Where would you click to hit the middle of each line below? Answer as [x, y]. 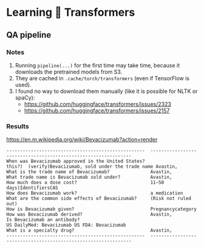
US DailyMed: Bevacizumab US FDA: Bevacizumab [66, 225]
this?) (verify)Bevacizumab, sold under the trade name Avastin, [92, 167]
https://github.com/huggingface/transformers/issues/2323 [98, 104]
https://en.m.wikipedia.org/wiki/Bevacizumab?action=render [82, 140]
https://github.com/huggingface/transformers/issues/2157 [97, 110]
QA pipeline [29, 35]
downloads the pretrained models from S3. [69, 72]
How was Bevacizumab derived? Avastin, [89, 215]
